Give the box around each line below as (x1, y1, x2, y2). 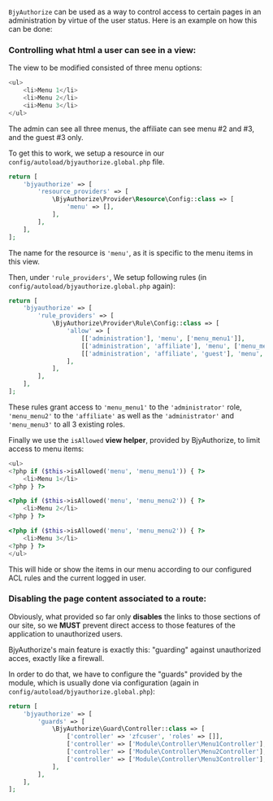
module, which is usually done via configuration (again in (8, 677, 199, 687)
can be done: (8, 24, 53, 33)
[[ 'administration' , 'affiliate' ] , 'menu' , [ (80, 342, 238, 350)
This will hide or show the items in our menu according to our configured (8, 564, 252, 574)
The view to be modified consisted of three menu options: (8, 63, 202, 72)
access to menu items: (8, 444, 84, 453)
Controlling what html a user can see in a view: (8, 44, 197, 55)
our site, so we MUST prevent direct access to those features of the (8, 620, 236, 630)
